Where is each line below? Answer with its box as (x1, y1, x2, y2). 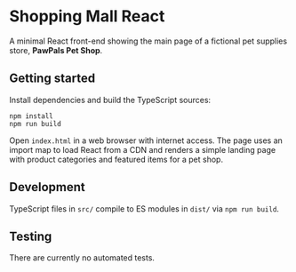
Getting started (9, 71, 96, 86)
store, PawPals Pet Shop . (9, 44, 103, 55)
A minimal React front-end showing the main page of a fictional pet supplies (9, 36, 287, 46)
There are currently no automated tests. (9, 252, 156, 263)
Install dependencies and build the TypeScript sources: (9, 94, 212, 105)
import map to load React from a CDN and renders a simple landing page (9, 144, 276, 155)
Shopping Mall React (9, 6, 165, 27)
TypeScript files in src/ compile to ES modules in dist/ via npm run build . (9, 203, 280, 214)
